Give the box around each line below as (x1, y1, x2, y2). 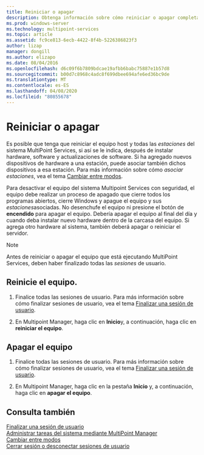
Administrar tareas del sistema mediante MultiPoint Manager (6, 429, 158, 437)
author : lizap (6, 43, 42, 49)
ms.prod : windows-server (6, 20, 69, 26)
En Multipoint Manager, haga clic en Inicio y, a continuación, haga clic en (15, 318, 197, 325)
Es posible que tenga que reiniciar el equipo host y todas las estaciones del (6, 140, 195, 147)
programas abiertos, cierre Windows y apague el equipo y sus (6, 197, 162, 204)
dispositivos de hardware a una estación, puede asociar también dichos (6, 159, 186, 167)
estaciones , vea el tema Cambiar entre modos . (6, 172, 123, 179)
